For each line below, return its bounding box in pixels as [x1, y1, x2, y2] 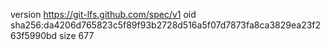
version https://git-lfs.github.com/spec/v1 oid [10, 9, 197, 20]
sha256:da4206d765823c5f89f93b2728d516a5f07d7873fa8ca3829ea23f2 [10, 19, 322, 31]
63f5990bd [10, 30, 58, 41]
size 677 [59, 30, 95, 41]
